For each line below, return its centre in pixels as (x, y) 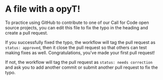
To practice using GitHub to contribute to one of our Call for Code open (77, 22)
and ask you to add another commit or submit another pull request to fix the (81, 67)
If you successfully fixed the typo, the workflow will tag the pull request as (80, 42)
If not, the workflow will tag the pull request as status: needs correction (79, 62)
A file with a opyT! (43, 9)
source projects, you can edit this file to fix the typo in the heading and (77, 27)
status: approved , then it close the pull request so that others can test (76, 47)
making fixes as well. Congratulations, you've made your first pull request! (80, 53)
